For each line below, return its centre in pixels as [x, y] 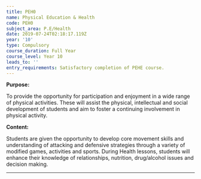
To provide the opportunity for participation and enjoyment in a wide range [98, 96]
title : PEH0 [21, 12]
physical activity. [27, 115]
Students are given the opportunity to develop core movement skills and [95, 139]
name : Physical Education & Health [51, 17]
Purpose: [18, 85]
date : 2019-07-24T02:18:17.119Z [46, 34]
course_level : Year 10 [34, 56]
